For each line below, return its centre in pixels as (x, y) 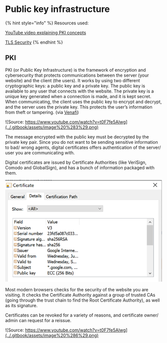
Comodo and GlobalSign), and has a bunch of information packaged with (80, 167)
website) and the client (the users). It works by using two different (73, 80)
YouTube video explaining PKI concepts (46, 32)
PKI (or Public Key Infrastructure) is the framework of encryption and (76, 70)
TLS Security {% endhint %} (34, 42)
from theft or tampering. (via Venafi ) (42, 112)
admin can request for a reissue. (38, 321)
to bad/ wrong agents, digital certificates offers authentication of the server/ (83, 147)
